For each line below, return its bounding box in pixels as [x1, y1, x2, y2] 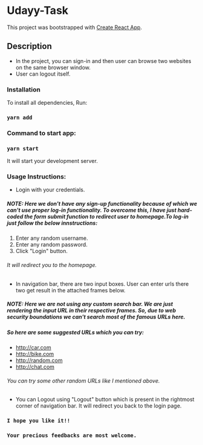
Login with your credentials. [15, 186, 85, 194]
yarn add [7, 114, 33, 121]
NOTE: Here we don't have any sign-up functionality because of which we [7, 200, 198, 208]
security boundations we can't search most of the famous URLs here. [7, 313, 186, 321]
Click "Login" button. [15, 248, 68, 255]
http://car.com [15, 344, 52, 351]
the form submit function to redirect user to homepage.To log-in [24, 213, 189, 220]
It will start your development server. [7, 157, 98, 165]
